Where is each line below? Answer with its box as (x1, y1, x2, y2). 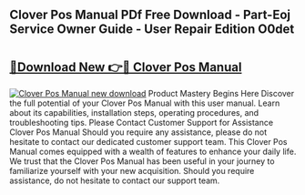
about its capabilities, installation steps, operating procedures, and (9, 108, 259, 118)
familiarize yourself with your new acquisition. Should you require (9, 166, 255, 176)
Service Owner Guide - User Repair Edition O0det (9, 22, 295, 37)
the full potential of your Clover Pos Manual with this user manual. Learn (9, 97, 280, 108)
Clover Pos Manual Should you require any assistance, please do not (9, 127, 267, 138)
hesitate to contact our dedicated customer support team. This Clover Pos (9, 137, 289, 147)
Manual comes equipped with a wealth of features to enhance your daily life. (9, 146, 297, 157)
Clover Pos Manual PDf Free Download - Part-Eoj (9, 7, 291, 23)
